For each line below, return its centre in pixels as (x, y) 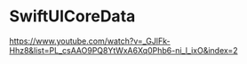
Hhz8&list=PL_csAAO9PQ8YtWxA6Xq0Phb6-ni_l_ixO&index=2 (123, 50)
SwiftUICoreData (72, 16)
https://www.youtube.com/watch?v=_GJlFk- (90, 41)
